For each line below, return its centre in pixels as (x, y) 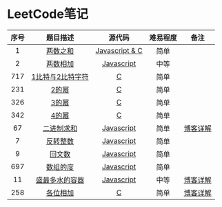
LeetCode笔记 (48, 14)
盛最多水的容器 (60, 179)
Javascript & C (119, 50)
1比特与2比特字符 (60, 76)
